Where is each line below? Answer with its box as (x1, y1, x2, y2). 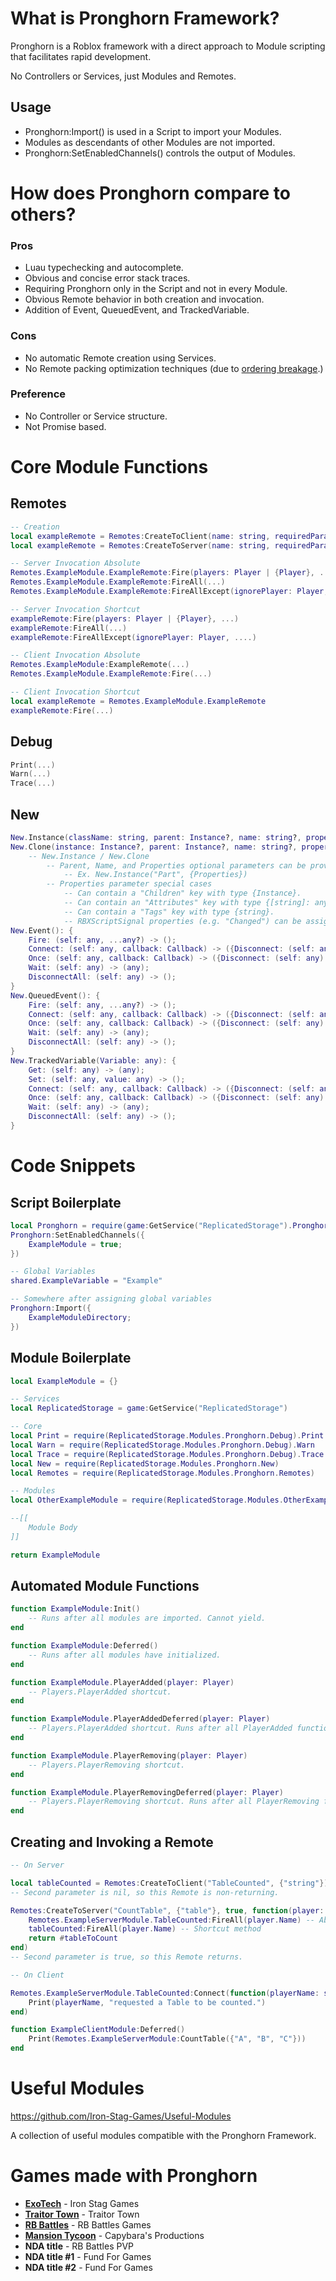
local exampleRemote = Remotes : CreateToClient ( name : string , (10, 531, 271, 541)
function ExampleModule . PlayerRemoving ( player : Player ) (10, 1750, 248, 1761)
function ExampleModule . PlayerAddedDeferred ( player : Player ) (10, 1714, 271, 1724)
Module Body (28, 1523, 78, 1533)
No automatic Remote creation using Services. (24, 352, 217, 364)
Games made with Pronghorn (10, 2165, 258, 2187)
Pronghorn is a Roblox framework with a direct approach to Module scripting (10, 40, 326, 52)
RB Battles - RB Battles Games (24, 2218, 152, 2231)
